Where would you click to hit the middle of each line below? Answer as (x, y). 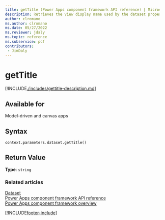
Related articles (24, 182)
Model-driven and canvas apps (37, 116)
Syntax (16, 131)
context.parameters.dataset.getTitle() (46, 143)
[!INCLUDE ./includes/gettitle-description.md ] (51, 88)
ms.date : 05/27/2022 (26, 28)
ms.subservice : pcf (25, 42)
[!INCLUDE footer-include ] (31, 213)
